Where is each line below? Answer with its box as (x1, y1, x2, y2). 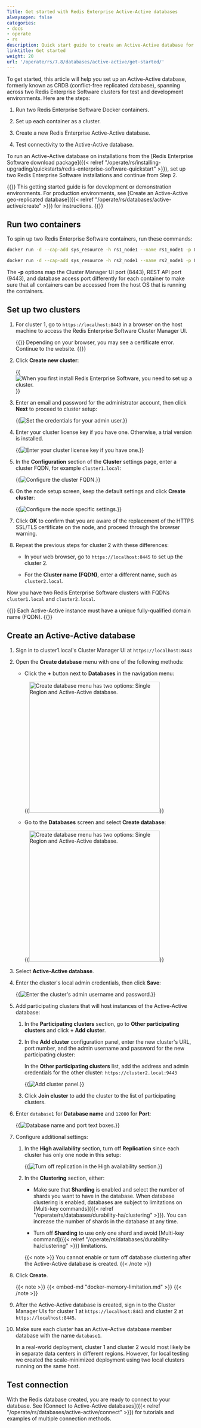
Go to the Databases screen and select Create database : (24, 818, 166, 826)
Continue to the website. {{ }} (15, 345, 86, 352)
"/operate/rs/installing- (104, 159, 162, 166)
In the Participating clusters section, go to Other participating (24, 1020, 180, 1027)
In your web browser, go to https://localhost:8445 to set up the (24, 553, 183, 560)
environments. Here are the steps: (7, 94, 91, 102)
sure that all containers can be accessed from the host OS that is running (7, 281, 187, 288)
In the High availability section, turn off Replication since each (24, 1144, 180, 1152)
